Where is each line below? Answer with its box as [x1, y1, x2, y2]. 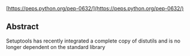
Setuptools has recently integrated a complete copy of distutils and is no [6, 37, 181, 44]
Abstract [6, 22, 39, 32]
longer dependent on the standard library [6, 43, 105, 50]
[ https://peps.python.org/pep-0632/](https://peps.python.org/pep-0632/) [6, 5, 184, 12]
